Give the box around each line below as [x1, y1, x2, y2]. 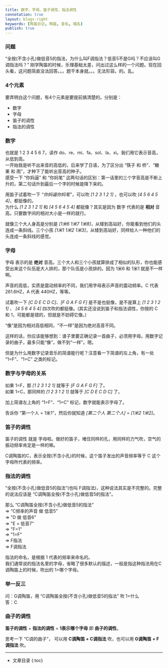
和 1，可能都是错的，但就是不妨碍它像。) [5, 312, 86, 318]
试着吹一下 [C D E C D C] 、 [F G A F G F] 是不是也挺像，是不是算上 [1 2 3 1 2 [5, 299, 161, 305]
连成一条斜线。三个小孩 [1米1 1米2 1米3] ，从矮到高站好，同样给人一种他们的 [5, 227, 161, 233]
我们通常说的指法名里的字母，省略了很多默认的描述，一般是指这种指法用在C [5, 560, 162, 566]
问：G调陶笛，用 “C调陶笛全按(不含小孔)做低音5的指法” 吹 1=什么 [5, 593, 139, 599]
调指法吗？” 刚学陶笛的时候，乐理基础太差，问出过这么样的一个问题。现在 [5, 62, 157, 68]
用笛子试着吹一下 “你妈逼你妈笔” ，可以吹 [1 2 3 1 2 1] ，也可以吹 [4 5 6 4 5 [5, 191, 158, 197]
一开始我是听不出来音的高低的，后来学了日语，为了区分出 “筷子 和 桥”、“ [5, 162, 155, 168]
